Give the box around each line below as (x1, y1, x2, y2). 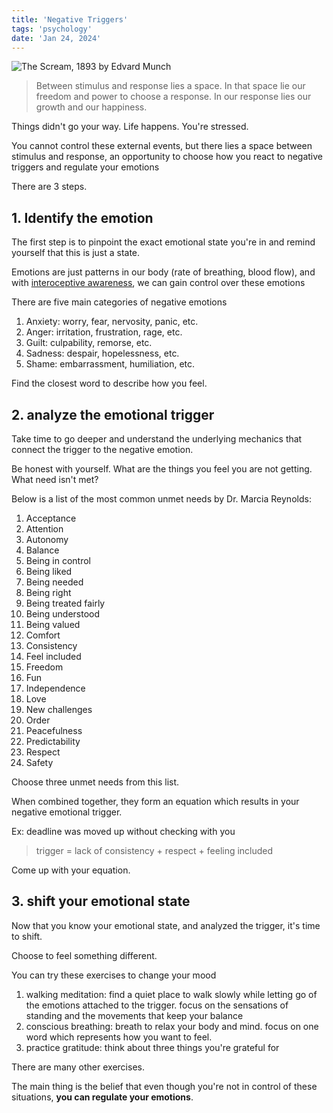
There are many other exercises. (11, 1061, 145, 1073)
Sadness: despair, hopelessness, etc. (25, 347, 180, 360)
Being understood (25, 608, 101, 620)
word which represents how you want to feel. (25, 1031, 213, 1043)
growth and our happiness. (35, 101, 148, 113)
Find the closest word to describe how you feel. (11, 377, 208, 390)
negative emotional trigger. (11, 806, 123, 818)
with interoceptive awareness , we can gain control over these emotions (11, 277, 306, 289)
